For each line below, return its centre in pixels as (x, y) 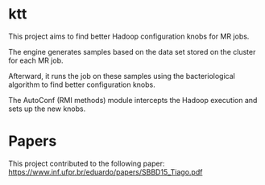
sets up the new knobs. (47, 109)
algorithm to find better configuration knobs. (82, 84)
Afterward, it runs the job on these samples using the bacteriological (122, 76)
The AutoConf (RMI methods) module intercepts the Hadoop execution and (133, 100)
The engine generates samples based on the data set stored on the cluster (132, 51)
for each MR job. (36, 60)
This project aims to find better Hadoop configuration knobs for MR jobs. (129, 36)
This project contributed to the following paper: (87, 163)
